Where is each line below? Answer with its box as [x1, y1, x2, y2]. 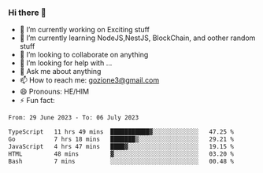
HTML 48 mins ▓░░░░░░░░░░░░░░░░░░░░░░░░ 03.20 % [8, 149, 235, 158]
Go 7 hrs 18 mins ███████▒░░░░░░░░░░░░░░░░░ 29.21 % [8, 135, 235, 144]
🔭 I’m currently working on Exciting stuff [19, 25, 150, 35]
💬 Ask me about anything [19, 67, 102, 76]
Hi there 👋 [8, 7, 47, 18]
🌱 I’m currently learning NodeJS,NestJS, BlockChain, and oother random [19, 33, 256, 42]
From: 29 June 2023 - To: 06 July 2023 [8, 114, 139, 122]
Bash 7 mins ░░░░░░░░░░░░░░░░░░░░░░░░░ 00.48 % [8, 157, 235, 165]
